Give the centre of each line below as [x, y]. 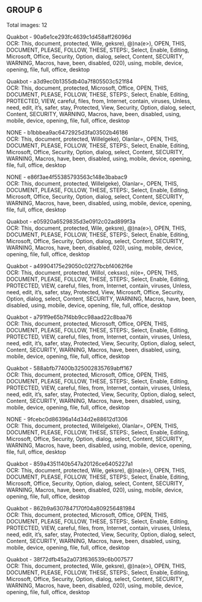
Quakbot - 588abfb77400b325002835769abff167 [69, 368]
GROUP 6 [25, 10]
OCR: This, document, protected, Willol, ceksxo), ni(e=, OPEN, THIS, [93, 272]
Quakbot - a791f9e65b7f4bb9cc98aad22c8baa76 [69, 317]
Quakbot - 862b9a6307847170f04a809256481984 [71, 508]
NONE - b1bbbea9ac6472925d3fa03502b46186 [67, 132]
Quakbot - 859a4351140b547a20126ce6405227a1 [70, 464]
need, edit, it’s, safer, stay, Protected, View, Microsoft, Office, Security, [95, 292]
